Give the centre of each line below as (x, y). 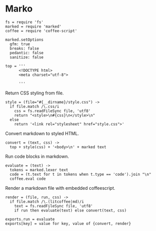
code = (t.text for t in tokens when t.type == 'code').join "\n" (81, 174)
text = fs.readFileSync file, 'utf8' (54, 206)
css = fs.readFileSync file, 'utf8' (53, 111)
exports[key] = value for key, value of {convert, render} (68, 223)
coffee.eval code (28, 179)
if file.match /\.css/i (34, 106)
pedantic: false (27, 53)
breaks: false (24, 48)
